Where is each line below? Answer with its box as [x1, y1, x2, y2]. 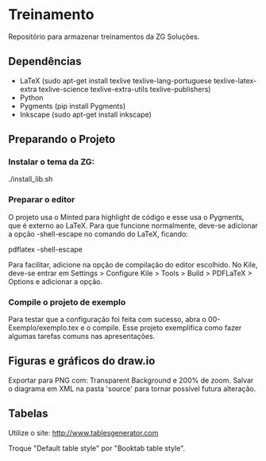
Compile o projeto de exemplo [8, 296, 126, 307]
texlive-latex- [213, 75, 257, 85]
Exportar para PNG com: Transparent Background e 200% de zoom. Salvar [8, 375, 254, 385]
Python [19, 93, 44, 102]
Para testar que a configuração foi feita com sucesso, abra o [8, 315, 206, 325]
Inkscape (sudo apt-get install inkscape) [19, 109, 152, 119]
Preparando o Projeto [8, 133, 116, 146]
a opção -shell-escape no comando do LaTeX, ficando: [8, 229, 188, 239]
